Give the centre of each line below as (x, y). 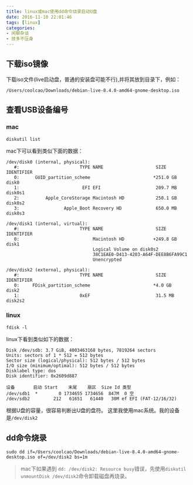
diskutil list (23, 139)
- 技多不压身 (20, 39)
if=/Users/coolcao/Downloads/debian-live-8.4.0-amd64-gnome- (104, 452)
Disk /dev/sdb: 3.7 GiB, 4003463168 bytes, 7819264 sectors (81, 350)
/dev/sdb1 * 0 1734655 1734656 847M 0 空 (70, 393)
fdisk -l (17, 327)
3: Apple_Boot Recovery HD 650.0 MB (95, 208)
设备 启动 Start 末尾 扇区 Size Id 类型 (69, 387)
